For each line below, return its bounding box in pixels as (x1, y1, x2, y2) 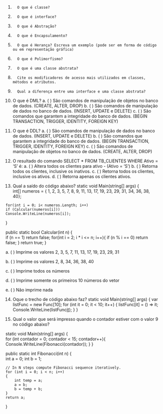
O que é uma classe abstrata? (17, 66, 78, 71)
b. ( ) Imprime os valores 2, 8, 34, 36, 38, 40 (5, 258, 94, 264)
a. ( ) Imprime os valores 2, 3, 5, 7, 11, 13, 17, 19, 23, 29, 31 (5, 249, 120, 255)
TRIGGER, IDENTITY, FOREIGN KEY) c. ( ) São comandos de (12, 143, 133, 149)
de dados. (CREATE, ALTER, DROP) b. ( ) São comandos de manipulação (12, 103, 158, 109)
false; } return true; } (5, 240, 47, 245)
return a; (5, 395, 26, 400)
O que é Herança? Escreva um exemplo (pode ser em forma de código (17, 43, 157, 48)
